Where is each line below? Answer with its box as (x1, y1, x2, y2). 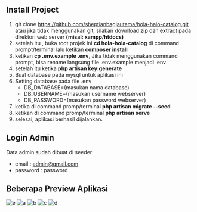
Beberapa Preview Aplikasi (6, 184, 109, 194)
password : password (14, 166, 68, 173)
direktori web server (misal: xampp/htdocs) (14, 33, 124, 40)
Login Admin (6, 133, 55, 143)
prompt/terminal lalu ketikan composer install (14, 46, 128, 53)
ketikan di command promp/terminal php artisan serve (14, 109, 150, 116)
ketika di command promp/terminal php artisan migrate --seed (14, 102, 171, 110)
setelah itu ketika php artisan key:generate (14, 65, 122, 72)
